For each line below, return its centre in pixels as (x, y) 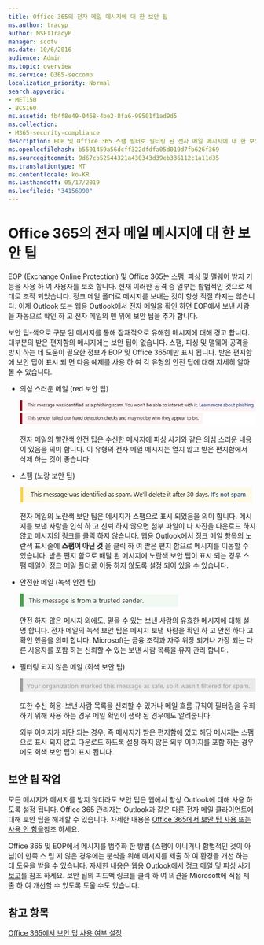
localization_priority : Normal (59, 83)
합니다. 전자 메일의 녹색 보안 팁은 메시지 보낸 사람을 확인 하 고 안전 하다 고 (141, 631)
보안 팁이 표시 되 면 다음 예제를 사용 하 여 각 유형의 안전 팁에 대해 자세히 (126, 361)
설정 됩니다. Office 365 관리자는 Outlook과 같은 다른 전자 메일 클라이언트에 (138, 810)
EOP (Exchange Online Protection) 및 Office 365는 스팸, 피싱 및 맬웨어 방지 (126, 276)
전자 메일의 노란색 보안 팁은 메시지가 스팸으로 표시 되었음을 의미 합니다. (128, 517)
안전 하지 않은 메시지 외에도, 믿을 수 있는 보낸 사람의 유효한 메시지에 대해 (130, 621)
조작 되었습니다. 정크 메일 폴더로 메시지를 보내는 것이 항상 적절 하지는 (128, 296)
